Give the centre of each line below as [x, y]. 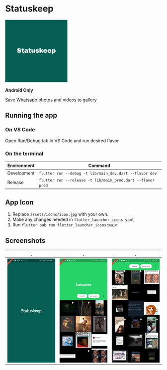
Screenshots [25, 241]
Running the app [31, 115]
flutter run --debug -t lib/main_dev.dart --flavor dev [98, 173]
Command [99, 166]
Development [21, 173]
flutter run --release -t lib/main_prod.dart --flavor [97, 180]
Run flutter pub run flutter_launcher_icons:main [65, 225]
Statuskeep [29, 9]
